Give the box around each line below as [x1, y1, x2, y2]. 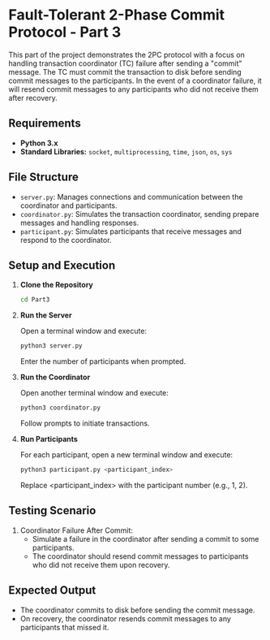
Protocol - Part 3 [8, 23, 122, 41]
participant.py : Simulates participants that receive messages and [19, 226, 242, 236]
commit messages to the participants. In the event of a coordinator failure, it [8, 76, 262, 85]
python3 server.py [19, 342, 83, 350]
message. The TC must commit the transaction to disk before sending [8, 67, 242, 76]
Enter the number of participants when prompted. [19, 357, 186, 366]
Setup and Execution [8, 258, 116, 272]
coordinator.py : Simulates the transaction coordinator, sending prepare [19, 209, 259, 218]
